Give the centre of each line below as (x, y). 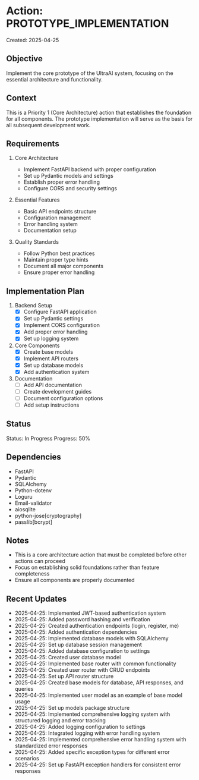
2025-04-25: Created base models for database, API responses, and (99, 682)
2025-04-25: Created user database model (68, 658)
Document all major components (64, 266)
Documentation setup (50, 231)
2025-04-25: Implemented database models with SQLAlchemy (91, 639)
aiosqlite (25, 509)
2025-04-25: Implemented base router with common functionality (95, 663)
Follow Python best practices (59, 253)
